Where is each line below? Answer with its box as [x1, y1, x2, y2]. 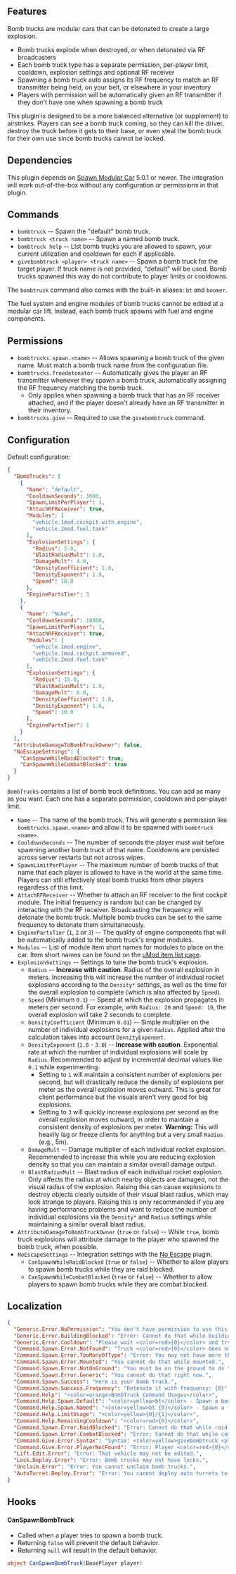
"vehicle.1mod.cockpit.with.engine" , [32, 519, 143, 526]
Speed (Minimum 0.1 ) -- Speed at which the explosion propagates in [27, 995, 225, 1004]
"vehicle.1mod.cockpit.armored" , [32, 650, 131, 657]
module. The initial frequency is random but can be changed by [17, 898, 202, 906]
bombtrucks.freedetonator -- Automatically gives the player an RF [17, 369, 208, 377]
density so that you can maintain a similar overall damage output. [27, 1160, 216, 1169]
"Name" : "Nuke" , [25, 610, 74, 617]
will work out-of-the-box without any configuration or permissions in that [7, 180, 218, 189]
